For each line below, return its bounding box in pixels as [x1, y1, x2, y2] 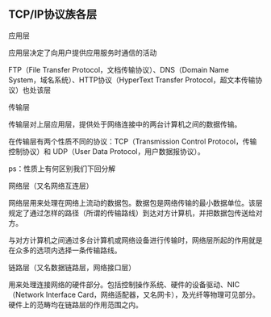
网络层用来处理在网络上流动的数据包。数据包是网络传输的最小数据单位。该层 [8, 198, 263, 207]
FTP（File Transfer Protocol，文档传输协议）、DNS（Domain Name [8, 65, 230, 74]
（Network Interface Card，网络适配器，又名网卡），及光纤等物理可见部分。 [8, 290, 260, 299]
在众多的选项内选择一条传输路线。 [8, 245, 122, 255]
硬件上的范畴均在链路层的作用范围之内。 [8, 299, 143, 309]
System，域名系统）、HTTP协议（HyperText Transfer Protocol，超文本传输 [8, 75, 256, 85]
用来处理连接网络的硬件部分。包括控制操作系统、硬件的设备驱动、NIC [8, 279, 240, 289]
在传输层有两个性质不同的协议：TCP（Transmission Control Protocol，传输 [8, 136, 257, 146]
